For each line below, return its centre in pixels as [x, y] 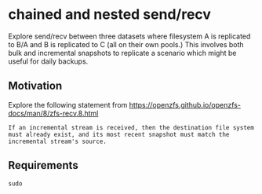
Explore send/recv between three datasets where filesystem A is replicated [129, 36]
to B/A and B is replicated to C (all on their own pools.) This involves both [126, 44]
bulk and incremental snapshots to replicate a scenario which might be [122, 53]
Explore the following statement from [68, 104]
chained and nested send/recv [110, 15]
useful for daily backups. [48, 61]
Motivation [35, 86]
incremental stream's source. [58, 141]
